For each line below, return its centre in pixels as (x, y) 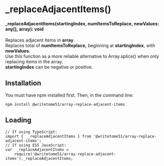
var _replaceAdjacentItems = (37, 150)
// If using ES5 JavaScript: (36, 145)
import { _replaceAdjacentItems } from (48, 136)
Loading (18, 120)
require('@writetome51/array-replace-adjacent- (65, 154)
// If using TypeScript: (31, 132)
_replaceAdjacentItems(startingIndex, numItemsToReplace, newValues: (82, 23)
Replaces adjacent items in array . (40, 40)
